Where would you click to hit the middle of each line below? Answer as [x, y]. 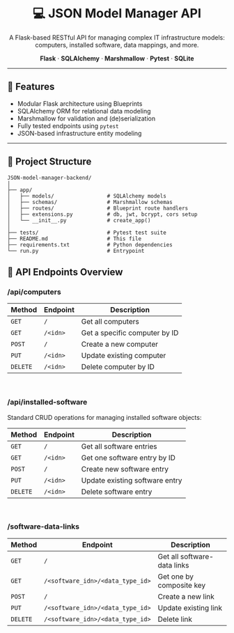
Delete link [175, 619]
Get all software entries [119, 446]
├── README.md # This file [74, 239]
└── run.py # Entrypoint [76, 251]
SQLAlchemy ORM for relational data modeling [84, 111]
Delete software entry [117, 492]
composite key [182, 585]
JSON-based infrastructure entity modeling [79, 133]
